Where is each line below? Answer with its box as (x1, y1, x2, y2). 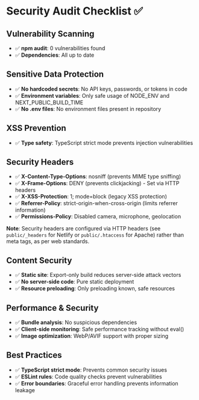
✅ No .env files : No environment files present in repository (14, 105, 162, 112)
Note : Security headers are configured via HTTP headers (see (6, 225, 161, 232)
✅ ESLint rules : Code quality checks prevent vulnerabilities (14, 373, 162, 380)
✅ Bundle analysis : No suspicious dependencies (14, 319, 137, 326)
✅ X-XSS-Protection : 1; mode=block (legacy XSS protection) (14, 193, 167, 200)
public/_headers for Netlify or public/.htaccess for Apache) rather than (6, 231, 185, 239)
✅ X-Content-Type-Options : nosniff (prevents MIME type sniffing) (14, 173, 182, 180)
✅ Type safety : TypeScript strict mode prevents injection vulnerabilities (14, 139, 194, 146)
